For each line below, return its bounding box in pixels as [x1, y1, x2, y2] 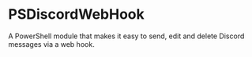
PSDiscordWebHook [8, 5, 145, 23]
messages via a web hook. [8, 39, 95, 48]
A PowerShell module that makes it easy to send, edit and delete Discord [8, 31, 245, 41]
